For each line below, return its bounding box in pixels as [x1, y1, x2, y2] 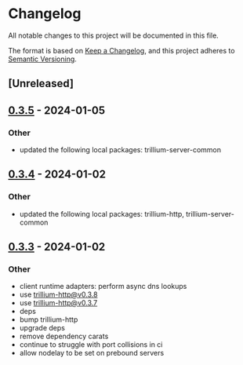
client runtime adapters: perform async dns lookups [19, 282, 187, 291]
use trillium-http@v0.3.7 [19, 298, 98, 308]
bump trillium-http [19, 315, 78, 324]
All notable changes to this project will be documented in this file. [8, 31, 219, 40]
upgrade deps [19, 323, 65, 333]
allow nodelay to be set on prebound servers [19, 349, 165, 358]
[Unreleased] [8, 77, 74, 90]
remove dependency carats [19, 331, 109, 341]
